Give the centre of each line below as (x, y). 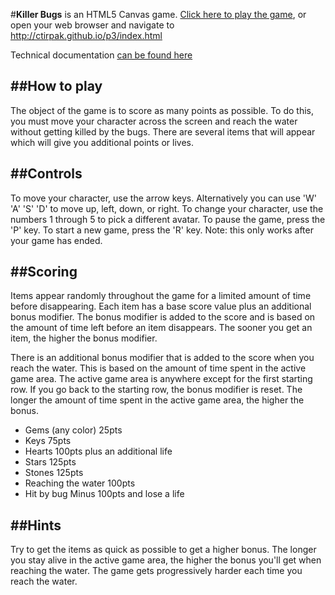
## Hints (36, 525)
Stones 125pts (54, 473)
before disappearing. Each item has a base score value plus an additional (161, 306)
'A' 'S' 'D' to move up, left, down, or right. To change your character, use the (167, 208)
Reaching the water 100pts (80, 483)
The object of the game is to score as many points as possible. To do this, (162, 110)
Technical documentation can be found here (101, 55)
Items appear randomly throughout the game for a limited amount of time (161, 296)
